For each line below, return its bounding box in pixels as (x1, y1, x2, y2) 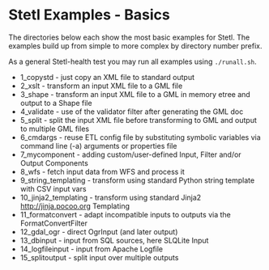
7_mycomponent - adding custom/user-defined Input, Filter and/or (19, 150, 241, 159)
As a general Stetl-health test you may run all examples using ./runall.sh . (8, 57, 257, 66)
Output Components (19, 158, 89, 167)
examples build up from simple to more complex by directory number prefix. (8, 40, 263, 50)
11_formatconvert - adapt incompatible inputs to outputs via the (19, 209, 231, 219)
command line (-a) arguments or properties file (19, 141, 177, 150)
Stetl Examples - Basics (8, 6, 170, 24)
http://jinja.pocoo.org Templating (19, 200, 130, 211)
